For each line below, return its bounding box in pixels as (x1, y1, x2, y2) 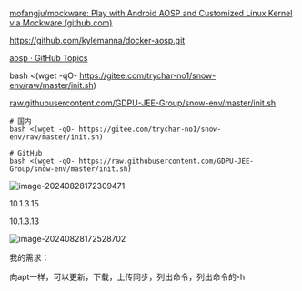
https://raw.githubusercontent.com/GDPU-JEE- (78, 156, 255, 166)
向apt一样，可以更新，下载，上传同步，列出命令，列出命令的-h (9, 272, 246, 282)
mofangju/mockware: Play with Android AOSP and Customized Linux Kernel (9, 8, 293, 18)
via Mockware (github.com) (9, 17, 113, 28)
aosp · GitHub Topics (9, 53, 88, 63)
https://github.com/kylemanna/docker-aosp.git (9, 35, 186, 45)
